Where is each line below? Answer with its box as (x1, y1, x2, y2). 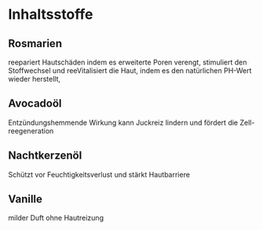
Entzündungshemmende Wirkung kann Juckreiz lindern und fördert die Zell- (8, 118, 255, 127)
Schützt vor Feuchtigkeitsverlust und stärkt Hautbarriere (8, 170, 191, 179)
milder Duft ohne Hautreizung (8, 214, 104, 223)
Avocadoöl (8, 97, 62, 111)
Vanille (8, 192, 43, 206)
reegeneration (8, 126, 54, 135)
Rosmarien (8, 37, 63, 50)
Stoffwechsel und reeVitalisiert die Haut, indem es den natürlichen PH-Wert (8, 66, 252, 75)
